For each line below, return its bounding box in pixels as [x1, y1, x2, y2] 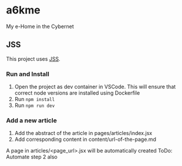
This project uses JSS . [6, 55, 60, 62]
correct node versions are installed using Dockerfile [14, 89, 140, 96]
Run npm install [14, 96, 55, 103]
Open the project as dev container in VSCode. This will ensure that [14, 83, 176, 91]
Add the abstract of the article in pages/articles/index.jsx [14, 130, 153, 137]
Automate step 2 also [6, 153, 58, 161]
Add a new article [6, 116, 57, 124]
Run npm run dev [14, 102, 55, 109]
